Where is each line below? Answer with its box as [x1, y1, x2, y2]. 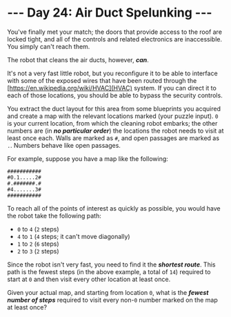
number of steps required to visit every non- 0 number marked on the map [7, 296, 219, 304]
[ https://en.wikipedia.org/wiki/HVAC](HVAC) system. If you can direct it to [7, 84, 217, 92]
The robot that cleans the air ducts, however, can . [7, 55, 150, 64]
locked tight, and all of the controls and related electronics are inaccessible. [7, 35, 223, 43]
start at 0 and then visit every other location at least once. [7, 275, 171, 283]
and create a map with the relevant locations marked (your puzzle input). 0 [7, 112, 219, 120]
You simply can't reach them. [7, 42, 90, 50]
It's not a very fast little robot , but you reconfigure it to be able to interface [7, 69, 219, 77]
